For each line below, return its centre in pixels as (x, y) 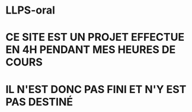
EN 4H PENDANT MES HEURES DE (91, 50)
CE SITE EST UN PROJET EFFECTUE (95, 37)
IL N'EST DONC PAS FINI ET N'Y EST (96, 89)
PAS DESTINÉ (39, 102)
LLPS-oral (31, 10)
